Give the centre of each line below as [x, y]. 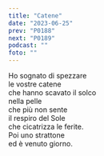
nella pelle [25, 101]
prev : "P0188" [32, 30]
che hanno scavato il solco [52, 92]
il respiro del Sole [37, 118]
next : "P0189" [32, 38]
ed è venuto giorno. [41, 144]
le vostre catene [35, 84]
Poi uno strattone [37, 135]
